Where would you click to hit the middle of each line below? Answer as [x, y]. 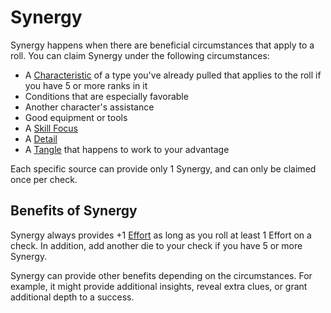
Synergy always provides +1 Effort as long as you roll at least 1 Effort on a [161, 235]
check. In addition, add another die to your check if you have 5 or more [156, 245]
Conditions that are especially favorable [106, 96]
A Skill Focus [51, 128]
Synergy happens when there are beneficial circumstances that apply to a [162, 45]
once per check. [44, 179]
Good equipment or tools [76, 117]
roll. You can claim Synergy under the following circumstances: [140, 55]
